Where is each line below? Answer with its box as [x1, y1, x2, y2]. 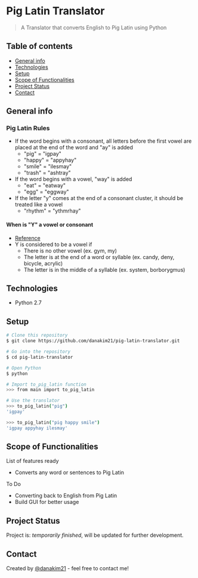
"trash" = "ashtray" [23, 169, 72, 177]
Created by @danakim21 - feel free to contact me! [6, 565, 129, 572]
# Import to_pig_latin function [6, 381, 86, 388]
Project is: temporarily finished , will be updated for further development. [6, 531, 184, 539]
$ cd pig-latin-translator [6, 354, 73, 360]
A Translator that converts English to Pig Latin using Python [20, 24, 167, 31]
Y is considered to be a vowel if [14, 241, 92, 248]
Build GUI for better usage [14, 499, 79, 506]
